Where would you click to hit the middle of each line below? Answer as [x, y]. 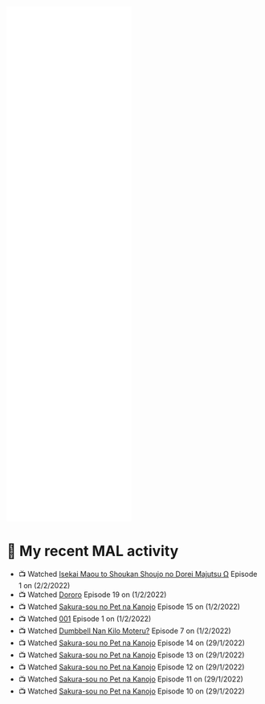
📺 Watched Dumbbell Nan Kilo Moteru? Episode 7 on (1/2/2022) [124, 631]
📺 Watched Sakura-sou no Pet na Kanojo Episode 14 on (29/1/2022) [132, 643]
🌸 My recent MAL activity [93, 552]
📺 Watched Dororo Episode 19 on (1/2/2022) [92, 595]
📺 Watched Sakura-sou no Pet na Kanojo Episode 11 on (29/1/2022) [130, 679]
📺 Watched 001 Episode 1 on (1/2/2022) [85, 619]
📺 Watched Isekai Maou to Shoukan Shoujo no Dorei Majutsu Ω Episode [138, 574]
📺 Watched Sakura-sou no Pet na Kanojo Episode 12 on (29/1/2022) [131, 667]
